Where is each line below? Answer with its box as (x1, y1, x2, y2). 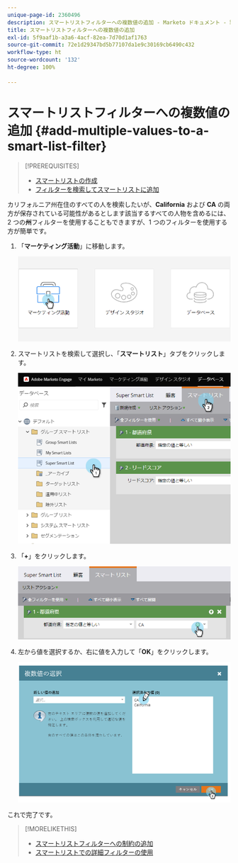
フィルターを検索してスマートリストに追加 (35, 185, 159, 193)
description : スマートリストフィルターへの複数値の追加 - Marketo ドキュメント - (7, 18, 227, 26)
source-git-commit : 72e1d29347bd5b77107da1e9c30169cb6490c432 (7, 41, 195, 49)
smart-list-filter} (7, 138, 108, 154)
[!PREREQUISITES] (24, 162, 79, 170)
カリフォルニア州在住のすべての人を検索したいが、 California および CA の (7, 200, 225, 208)
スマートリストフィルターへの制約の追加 (35, 840, 154, 848)
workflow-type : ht (7, 49, 62, 56)
